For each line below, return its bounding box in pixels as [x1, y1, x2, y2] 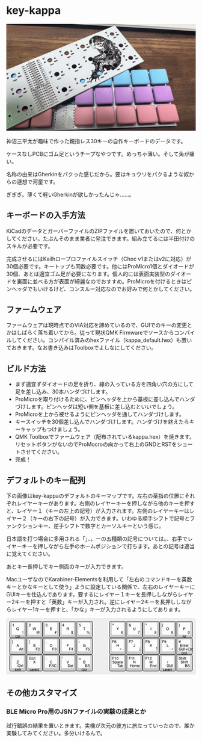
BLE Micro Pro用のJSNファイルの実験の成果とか [6, 707, 147, 716]
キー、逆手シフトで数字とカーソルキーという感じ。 [37, 522, 164, 530]
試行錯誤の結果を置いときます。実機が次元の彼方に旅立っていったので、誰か [6, 722, 195, 729]
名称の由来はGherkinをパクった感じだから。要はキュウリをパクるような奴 [6, 170, 189, 178]
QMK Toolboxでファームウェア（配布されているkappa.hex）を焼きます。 [14, 433, 195, 441]
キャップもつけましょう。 [20, 425, 84, 433]
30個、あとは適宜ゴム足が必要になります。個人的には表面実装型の [6, 270, 171, 277]
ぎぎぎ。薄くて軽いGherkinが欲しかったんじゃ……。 [6, 191, 135, 198]
